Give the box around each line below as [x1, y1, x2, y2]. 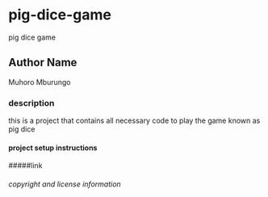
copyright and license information [8, 179, 121, 189]
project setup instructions [8, 143, 98, 153]
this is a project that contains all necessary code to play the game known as [8, 115, 261, 126]
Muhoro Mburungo [8, 77, 71, 86]
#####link [8, 161, 43, 170]
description [8, 97, 55, 108]
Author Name [8, 56, 77, 69]
